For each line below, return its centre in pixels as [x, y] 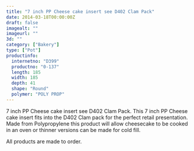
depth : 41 [23, 83]
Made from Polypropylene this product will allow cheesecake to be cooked [97, 123]
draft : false [22, 23]
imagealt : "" [22, 28]
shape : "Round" [30, 89]
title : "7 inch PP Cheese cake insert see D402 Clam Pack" [80, 12]
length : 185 [26, 72]
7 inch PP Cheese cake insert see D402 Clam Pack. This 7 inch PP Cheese [97, 111]
